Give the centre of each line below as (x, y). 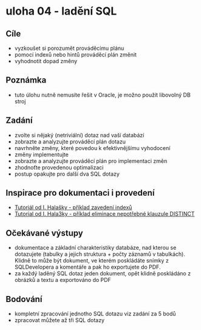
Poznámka (26, 80)
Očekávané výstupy (44, 233)
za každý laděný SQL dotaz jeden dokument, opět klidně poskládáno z (103, 273)
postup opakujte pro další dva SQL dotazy (67, 174)
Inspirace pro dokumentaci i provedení (80, 193)
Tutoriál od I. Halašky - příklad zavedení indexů (73, 207)
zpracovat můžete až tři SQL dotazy (59, 320)
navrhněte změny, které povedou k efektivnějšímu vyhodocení (92, 148)
